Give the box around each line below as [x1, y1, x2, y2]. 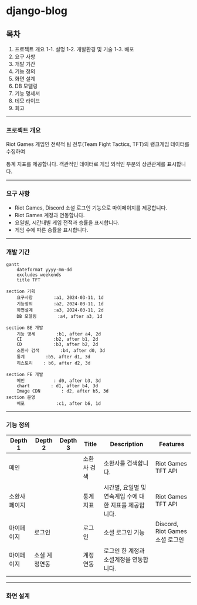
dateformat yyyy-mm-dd [16, 267, 72, 272]
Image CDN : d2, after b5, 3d [16, 388, 109, 394]
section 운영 [6, 394, 36, 400]
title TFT [16, 277, 41, 283]
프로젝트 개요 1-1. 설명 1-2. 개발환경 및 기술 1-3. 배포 [14, 46, 134, 52]
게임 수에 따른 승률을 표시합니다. [14, 226, 89, 233]
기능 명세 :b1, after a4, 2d [16, 331, 101, 337]
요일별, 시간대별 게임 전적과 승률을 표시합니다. [14, 219, 120, 226]
